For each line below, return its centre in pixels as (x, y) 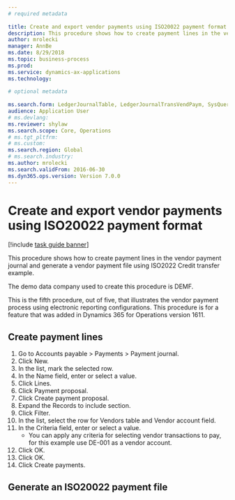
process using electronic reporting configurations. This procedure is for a (113, 307)
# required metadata (38, 14)
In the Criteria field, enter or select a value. (79, 428)
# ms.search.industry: (41, 157)
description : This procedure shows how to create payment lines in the (114, 33)
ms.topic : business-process (49, 59)
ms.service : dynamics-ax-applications (64, 72)
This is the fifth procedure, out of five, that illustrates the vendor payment (113, 300)
